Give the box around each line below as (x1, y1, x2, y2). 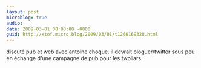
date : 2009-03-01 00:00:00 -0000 (6, 25, 91, 32)
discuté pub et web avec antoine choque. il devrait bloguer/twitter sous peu (6, 48, 195, 55)
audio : (6, 20, 23, 26)
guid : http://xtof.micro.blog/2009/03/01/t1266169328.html (6, 32, 159, 38)
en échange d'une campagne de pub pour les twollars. (6, 55, 143, 62)
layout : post (6, 8, 39, 15)
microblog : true (6, 15, 47, 21)
